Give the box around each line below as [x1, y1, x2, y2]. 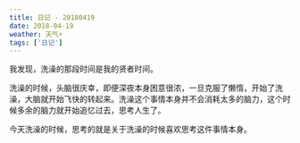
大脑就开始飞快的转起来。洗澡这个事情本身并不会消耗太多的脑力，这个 [24, 94, 283, 105]
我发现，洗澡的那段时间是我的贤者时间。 [9, 63, 158, 74]
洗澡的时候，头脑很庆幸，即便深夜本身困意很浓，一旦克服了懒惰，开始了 [9, 82, 275, 94]
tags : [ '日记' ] [9, 38, 63, 47]
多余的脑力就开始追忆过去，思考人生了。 [16, 105, 166, 116]
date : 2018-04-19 [9, 21, 74, 30]
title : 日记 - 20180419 [9, 13, 96, 22]
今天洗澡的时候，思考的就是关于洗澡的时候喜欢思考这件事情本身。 [9, 124, 252, 135]
